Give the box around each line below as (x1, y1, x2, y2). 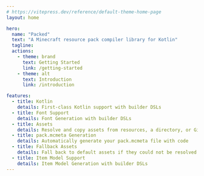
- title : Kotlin (12, 98, 53, 105)
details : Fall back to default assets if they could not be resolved (17, 149, 197, 155)
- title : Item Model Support (12, 155, 86, 161)
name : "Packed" (12, 31, 50, 37)
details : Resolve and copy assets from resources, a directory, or (17, 127, 191, 133)
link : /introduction (22, 82, 75, 88)
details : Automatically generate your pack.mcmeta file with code (17, 138, 189, 144)
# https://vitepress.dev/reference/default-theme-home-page (6, 8, 162, 15)
